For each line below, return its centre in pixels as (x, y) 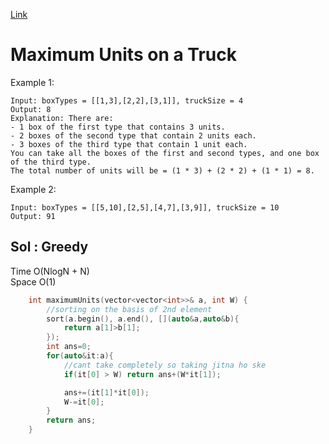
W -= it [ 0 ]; (84, 402)
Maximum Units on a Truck (123, 55)
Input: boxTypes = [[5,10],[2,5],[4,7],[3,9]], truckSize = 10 (145, 207)
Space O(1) (33, 281)
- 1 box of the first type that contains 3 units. (118, 127)
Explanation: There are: (62, 118)
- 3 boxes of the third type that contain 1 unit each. (129, 144)
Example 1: (32, 82)
